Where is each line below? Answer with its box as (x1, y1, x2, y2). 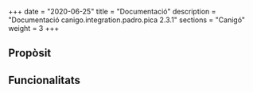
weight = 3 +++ (8, 24, 60, 33)
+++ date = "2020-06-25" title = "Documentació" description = (8, 7, 216, 16)
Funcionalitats (8, 73, 81, 86)
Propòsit (8, 47, 52, 60)
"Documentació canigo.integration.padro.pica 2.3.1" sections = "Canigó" (8, 15, 245, 25)
